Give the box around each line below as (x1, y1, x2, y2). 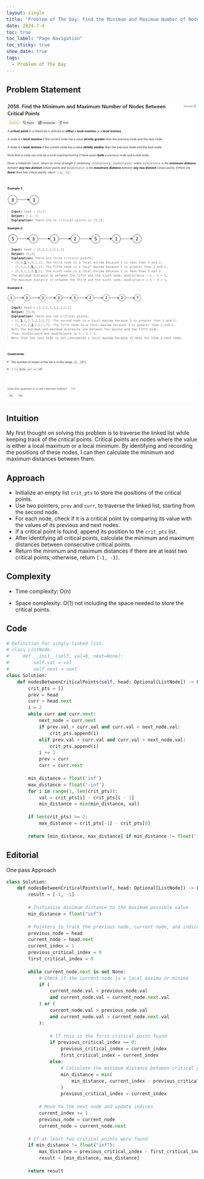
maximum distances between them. (6, 455, 96, 462)
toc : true (6, 29, 32, 35)
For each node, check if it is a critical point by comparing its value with (15, 515, 192, 522)
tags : (6, 55, 20, 61)
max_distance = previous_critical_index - (38, 1149, 148, 1155)
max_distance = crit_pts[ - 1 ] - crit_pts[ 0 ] (38, 820, 151, 827)
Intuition (6, 413, 39, 423)
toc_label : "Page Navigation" (6, 35, 83, 42)
